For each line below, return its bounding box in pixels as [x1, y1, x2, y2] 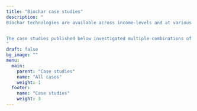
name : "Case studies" [17, 90, 70, 96]
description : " [6, 14, 44, 20]
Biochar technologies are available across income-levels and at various [6, 19, 192, 25]
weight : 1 [17, 79, 41, 86]
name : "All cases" [17, 74, 62, 80]
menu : [6, 57, 20, 63]
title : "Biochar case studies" [6, 8, 83, 15]
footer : [11, 85, 31, 91]
